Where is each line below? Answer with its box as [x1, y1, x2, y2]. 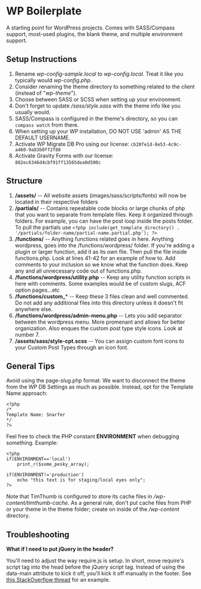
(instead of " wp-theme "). [14, 89, 77, 97]
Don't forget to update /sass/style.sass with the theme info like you [14, 102, 181, 109]
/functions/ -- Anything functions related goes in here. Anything [14, 235, 174, 243]
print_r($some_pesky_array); [17, 461, 90, 468]
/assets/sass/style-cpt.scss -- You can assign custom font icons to [14, 337, 184, 345]
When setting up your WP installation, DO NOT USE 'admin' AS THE [14, 127, 182, 134]
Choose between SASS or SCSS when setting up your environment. [14, 95, 182, 103]
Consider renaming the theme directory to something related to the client [14, 83, 195, 90]
